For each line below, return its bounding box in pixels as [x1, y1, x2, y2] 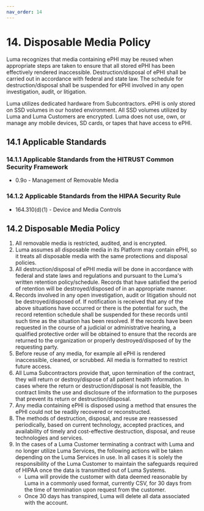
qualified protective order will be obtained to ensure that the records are [15, 330, 197, 338]
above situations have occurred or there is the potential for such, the [15, 305, 188, 312]
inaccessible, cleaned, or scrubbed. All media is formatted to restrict [15, 357, 188, 364]
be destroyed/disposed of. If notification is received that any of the [15, 298, 183, 305]
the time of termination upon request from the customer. [24, 486, 166, 493]
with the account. [24, 499, 68, 507]
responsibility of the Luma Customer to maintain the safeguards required [15, 460, 199, 468]
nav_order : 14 [6, 9, 43, 15]
